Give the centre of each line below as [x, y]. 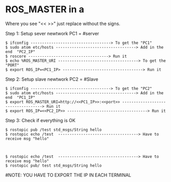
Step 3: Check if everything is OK [40, 120]
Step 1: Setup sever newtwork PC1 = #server [52, 33]
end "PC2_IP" [20, 52]
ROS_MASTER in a [45, 9]
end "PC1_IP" [20, 97]
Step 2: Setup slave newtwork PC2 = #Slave [52, 79]
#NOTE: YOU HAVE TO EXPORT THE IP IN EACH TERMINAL [68, 175]
